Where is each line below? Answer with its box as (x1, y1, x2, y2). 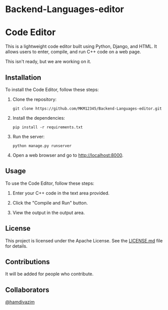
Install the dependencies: (12, 115, 66, 121)
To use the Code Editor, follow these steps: (5, 180, 94, 186)
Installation (5, 73, 41, 82)
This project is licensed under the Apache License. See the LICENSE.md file (5, 237, 163, 243)
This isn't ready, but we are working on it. (5, 59, 92, 65)
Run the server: (12, 133, 45, 139)
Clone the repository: (12, 96, 57, 102)
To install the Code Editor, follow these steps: (5, 86, 99, 92)
